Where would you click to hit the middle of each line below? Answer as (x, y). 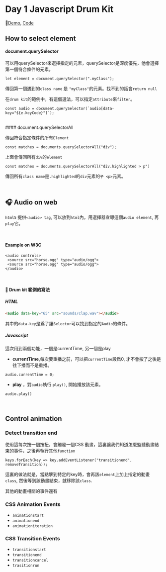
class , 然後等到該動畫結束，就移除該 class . (49, 480)
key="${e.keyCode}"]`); (30, 113)
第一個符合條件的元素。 (29, 69)
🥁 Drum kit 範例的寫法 (28, 290)
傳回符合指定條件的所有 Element (37, 137)
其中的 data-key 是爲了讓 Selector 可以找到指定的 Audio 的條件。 (68, 323)
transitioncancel (30, 561)
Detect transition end (31, 433)
